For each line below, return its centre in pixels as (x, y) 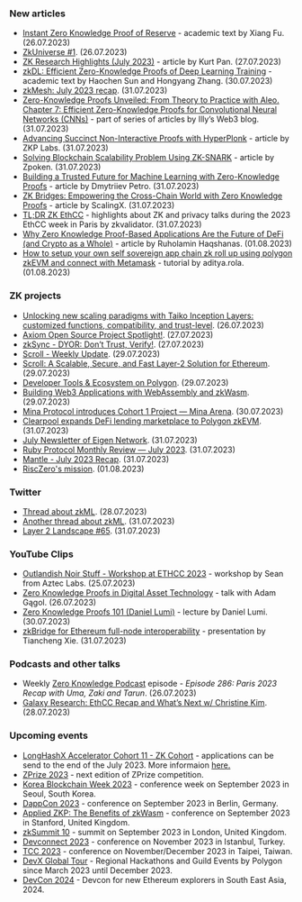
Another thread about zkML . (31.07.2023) (98, 521)
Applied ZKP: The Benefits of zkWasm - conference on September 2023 (156, 813)
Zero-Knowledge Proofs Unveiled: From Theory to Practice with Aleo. (151, 100)
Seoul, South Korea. (59, 793)
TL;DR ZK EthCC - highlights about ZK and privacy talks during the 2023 (156, 215)
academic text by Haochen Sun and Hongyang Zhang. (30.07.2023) (147, 81)
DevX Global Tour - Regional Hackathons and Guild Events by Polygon (152, 861)
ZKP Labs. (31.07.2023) (66, 148)
